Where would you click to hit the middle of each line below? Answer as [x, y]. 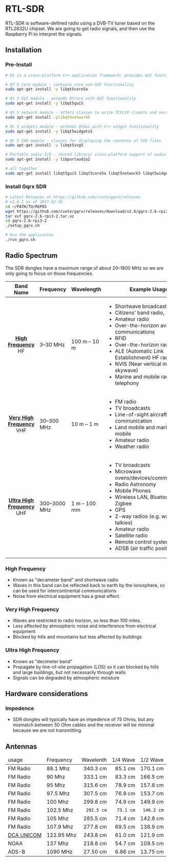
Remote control [133, 542]
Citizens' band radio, [140, 312]
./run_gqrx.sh [20, 240]
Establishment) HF [137, 358]
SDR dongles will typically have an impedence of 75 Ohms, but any [83, 720]
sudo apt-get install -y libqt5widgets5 [49, 131]
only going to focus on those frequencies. [49, 273]
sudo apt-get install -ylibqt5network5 [48, 117]
